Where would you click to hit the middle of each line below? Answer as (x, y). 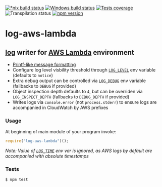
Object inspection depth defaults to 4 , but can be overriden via (77, 91)
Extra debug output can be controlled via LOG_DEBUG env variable (79, 81)
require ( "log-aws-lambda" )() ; (37, 141)
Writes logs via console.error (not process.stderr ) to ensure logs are (85, 102)
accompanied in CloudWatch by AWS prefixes (60, 107)
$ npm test (17, 180)
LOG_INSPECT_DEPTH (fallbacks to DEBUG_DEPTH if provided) (71, 97)
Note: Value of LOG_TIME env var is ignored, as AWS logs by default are (79, 151)
